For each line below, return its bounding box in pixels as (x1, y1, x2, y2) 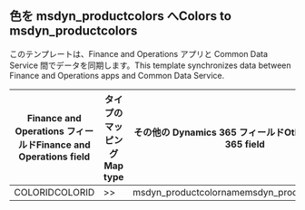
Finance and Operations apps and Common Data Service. (9, 70, 225, 81)
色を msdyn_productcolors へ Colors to (9, 8, 231, 24)
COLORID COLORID (14, 186, 95, 198)
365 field (224, 138, 265, 150)
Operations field (18, 150, 91, 163)
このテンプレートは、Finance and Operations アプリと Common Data (9, 48, 269, 59)
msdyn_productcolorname (133, 186, 245, 198)
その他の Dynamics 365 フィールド (133, 126, 285, 138)
